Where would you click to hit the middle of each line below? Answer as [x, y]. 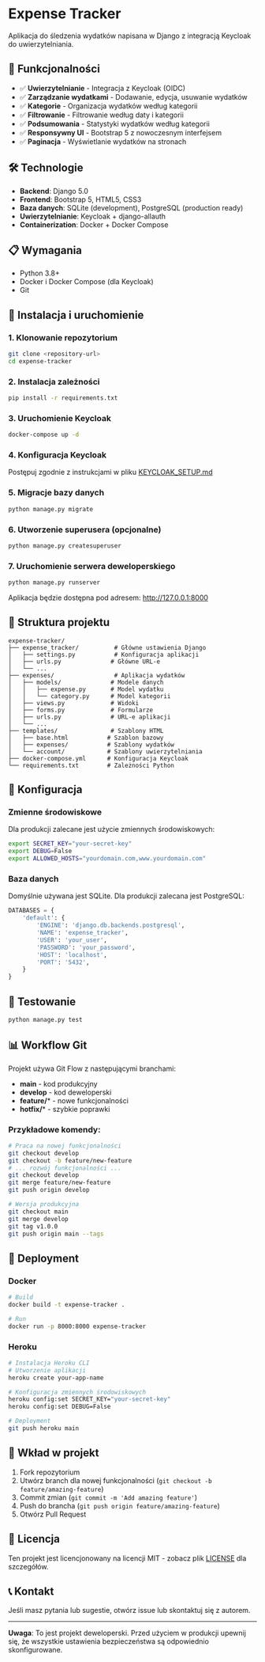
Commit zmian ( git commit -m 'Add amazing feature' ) [108, 1497]
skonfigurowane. [35, 1650]
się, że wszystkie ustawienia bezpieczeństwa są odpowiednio [108, 1641]
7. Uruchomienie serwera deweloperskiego [92, 566]
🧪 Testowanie [42, 1002]
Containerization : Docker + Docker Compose [94, 224]
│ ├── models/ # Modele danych [86, 682]
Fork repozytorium [50, 1472]
